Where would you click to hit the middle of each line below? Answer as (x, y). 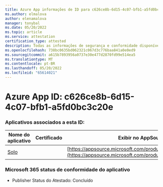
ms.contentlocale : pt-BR (30, 64)
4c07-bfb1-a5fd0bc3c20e (59, 107)
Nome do (19, 135)
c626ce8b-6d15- (99, 97)
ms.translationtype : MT (29, 59)
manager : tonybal (23, 23)
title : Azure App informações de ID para (48, 9)
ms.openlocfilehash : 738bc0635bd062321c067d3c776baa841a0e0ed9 (70, 50)
